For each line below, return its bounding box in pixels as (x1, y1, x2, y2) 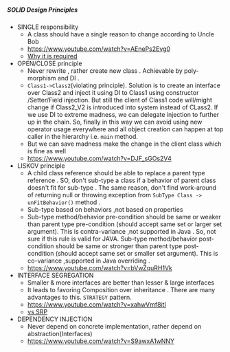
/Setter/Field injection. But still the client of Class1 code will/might (27, 96, 213, 104)
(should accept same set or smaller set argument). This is (55, 249, 218, 257)
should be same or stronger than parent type (55, 241, 183, 250)
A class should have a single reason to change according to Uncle (27, 30, 215, 38)
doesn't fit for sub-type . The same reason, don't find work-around (27, 183, 217, 192)
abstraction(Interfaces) (27, 329, 93, 338)
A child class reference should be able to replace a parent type (27, 168, 205, 177)
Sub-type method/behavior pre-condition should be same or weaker (27, 212, 221, 221)
